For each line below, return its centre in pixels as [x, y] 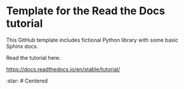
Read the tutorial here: [33, 58]
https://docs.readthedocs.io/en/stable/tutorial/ [63, 69]
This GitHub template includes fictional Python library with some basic [92, 40]
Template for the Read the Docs [86, 11]
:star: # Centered [27, 81]
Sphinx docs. [22, 46]
